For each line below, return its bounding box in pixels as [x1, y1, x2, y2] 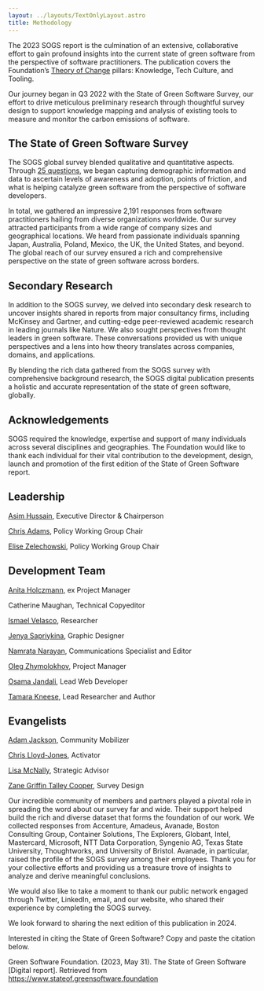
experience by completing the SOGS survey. [8, 903, 152, 912]
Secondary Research [8, 279, 113, 292]
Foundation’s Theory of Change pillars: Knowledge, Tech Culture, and [8, 65, 233, 75]
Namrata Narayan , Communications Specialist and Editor [8, 646, 192, 655]
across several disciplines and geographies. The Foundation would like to [8, 442, 246, 452]
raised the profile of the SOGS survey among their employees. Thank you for [8, 854, 257, 864]
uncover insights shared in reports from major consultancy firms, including [8, 308, 250, 318]
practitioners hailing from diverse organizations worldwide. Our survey [8, 215, 236, 224]
